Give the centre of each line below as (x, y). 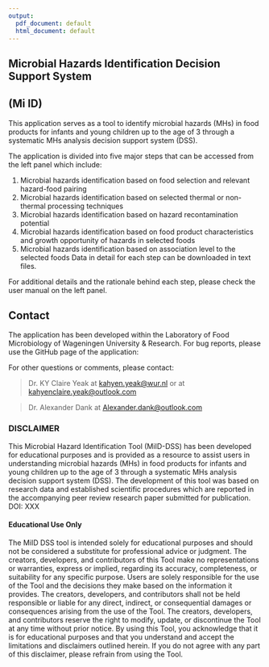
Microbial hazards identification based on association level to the (128, 249)
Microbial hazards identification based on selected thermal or (122, 197)
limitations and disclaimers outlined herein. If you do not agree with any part (134, 645)
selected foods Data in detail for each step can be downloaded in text (135, 257)
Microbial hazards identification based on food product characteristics (137, 232)
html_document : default (55, 31)
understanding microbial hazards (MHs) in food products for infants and (128, 463)
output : (21, 16)
